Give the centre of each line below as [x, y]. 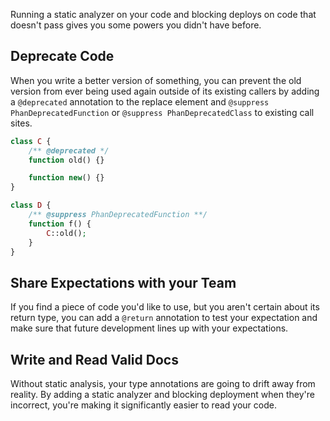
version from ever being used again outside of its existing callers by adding [165, 91]
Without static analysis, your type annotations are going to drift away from [163, 384]
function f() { [60, 224]
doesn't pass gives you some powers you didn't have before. [136, 25]
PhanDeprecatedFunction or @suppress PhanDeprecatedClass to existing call [162, 112]
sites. [21, 123]
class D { [31, 205]
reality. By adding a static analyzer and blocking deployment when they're [162, 395]
